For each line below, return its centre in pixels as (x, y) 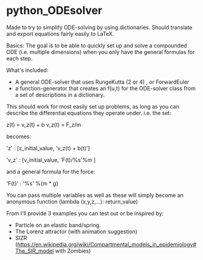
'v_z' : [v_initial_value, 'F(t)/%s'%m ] (51, 160)
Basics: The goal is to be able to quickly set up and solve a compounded (97, 45)
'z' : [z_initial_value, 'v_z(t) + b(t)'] (48, 148)
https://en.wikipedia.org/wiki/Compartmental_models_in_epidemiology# (107, 244)
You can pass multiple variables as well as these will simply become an (95, 195)
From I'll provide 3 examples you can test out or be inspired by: (85, 213)
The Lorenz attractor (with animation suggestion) (76, 232)
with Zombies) (73, 251)
